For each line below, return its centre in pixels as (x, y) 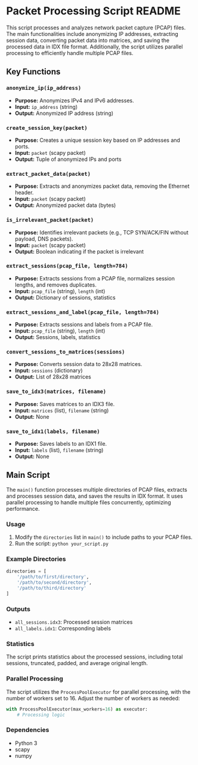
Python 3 (26, 743)
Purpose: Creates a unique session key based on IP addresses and (98, 140)
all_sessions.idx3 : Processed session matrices (74, 622)
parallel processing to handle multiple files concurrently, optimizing (89, 502)
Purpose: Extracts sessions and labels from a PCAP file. (84, 325)
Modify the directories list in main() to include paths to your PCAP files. (103, 537)
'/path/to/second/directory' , (55, 583)
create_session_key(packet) (47, 128)
